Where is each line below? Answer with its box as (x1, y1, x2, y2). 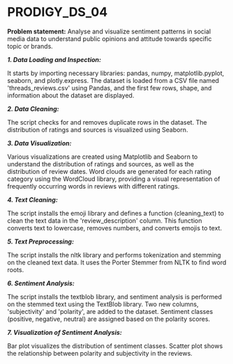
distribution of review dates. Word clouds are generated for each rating (7, 167, 211, 175)
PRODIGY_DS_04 (7, 4, 108, 20)
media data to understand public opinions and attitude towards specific (7, 34, 212, 42)
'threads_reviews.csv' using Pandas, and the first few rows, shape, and (7, 84, 212, 92)
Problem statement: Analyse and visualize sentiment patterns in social (7, 27, 211, 35)
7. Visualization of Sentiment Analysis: (7, 328, 122, 336)
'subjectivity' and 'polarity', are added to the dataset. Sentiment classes (7, 307, 213, 315)
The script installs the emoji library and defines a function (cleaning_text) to (7, 209, 225, 217)
